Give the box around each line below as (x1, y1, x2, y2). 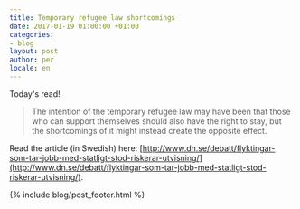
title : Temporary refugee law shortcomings (9, 13, 176, 23)
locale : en (9, 64, 51, 73)
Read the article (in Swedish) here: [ (9, 142, 143, 154)
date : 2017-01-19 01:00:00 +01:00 (9, 22, 140, 31)
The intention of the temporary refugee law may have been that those (31, 106, 291, 117)
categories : (9, 30, 54, 39)
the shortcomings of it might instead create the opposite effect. (31, 125, 267, 136)
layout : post (9, 47, 59, 56)
